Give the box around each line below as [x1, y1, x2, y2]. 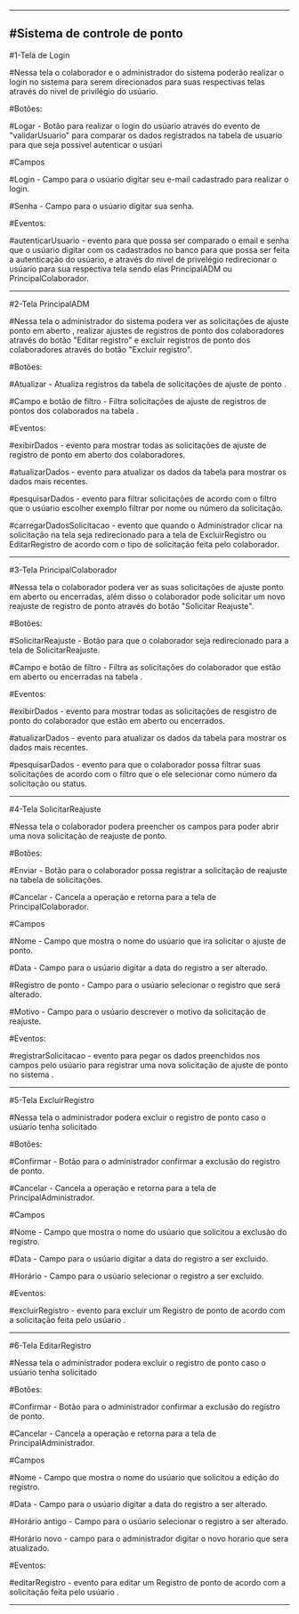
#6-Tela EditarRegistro [9, 1340, 92, 1350]
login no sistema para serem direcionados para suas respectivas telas [9, 77, 265, 87]
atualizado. [9, 1542, 50, 1553]
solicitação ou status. [9, 778, 87, 789]
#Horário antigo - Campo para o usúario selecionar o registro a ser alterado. [9, 1515, 289, 1527]
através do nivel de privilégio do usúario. [9, 85, 158, 96]
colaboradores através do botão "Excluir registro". [9, 344, 193, 354]
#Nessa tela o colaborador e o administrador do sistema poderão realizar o [9, 67, 285, 77]
